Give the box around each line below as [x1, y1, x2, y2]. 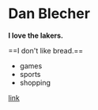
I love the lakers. [8, 31, 63, 40]
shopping [19, 78, 51, 87]
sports [19, 69, 41, 79]
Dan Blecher [8, 5, 91, 23]
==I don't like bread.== [8, 46, 84, 55]
